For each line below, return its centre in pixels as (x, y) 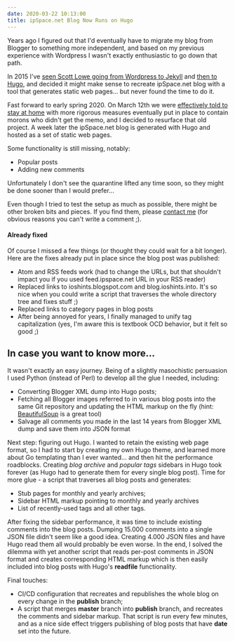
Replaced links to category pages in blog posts (85, 309)
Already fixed (27, 235)
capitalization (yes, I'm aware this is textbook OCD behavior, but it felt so (122, 324)
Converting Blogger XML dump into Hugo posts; (87, 391)
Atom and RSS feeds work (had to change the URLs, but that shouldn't (119, 272)
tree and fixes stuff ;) (48, 301)
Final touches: (28, 580)
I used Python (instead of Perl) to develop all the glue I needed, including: (113, 378)
